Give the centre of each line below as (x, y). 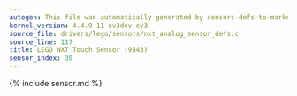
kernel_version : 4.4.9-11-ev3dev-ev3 (79, 26)
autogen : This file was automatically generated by (106, 17)
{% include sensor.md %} (56, 83)
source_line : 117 (41, 42)
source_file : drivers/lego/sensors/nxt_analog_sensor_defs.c (124, 33)
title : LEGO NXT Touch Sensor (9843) (79, 50)
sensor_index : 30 (41, 58)
